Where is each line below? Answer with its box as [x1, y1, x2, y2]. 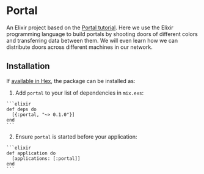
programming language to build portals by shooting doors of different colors [6, 30, 199, 37]
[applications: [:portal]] [12, 155, 81, 162]
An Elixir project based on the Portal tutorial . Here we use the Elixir [6, 24, 174, 31]
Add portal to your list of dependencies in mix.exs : [15, 89, 144, 96]
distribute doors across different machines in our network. [6, 43, 153, 51]
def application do [6, 150, 56, 156]
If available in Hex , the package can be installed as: [6, 77, 136, 84]
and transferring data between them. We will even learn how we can [6, 37, 178, 44]
